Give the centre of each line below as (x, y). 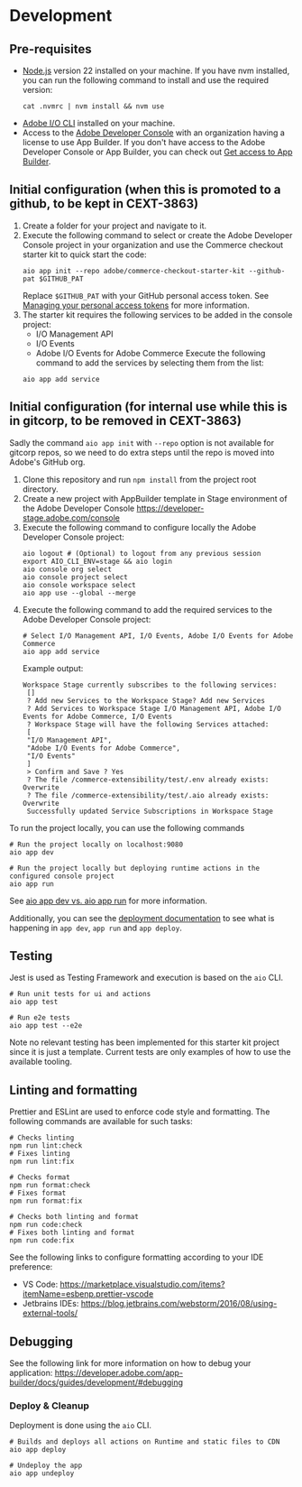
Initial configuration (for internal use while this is (148, 407)
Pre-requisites (50, 49)
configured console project (62, 876)
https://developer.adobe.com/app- (119, 1373)
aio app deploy (38, 1450)
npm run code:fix (42, 1241)
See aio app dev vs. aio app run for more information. (108, 901)
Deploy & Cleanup (50, 1406)
